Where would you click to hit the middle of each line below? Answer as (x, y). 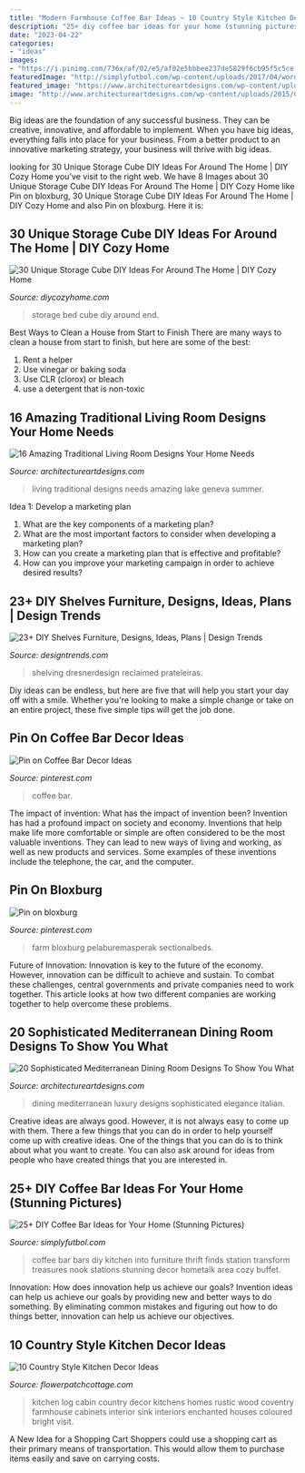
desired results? (53, 573)
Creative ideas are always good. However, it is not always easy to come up (149, 1122)
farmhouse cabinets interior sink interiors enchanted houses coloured (162, 1412)
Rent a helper (48, 360)
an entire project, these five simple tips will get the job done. (122, 709)
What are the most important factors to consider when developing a (149, 534)
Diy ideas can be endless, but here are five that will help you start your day (149, 690)
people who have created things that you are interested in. (118, 1160)
